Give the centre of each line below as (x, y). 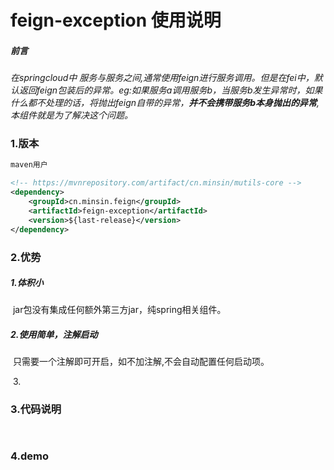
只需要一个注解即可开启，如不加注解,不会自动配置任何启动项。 (141, 362)
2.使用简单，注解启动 (54, 335)
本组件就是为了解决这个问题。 (71, 115)
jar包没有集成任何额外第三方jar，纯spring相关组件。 (119, 310)
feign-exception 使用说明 (116, 20)
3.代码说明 (36, 409)
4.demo (29, 456)
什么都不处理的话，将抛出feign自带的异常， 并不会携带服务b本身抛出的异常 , (165, 103)
